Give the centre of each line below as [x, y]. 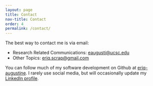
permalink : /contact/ [28, 29]
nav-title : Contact [26, 19]
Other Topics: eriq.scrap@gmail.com [51, 58]
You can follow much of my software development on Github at [71, 68]
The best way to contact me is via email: [47, 43]
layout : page [19, 10]
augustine [16, 73]
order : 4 [14, 24]
